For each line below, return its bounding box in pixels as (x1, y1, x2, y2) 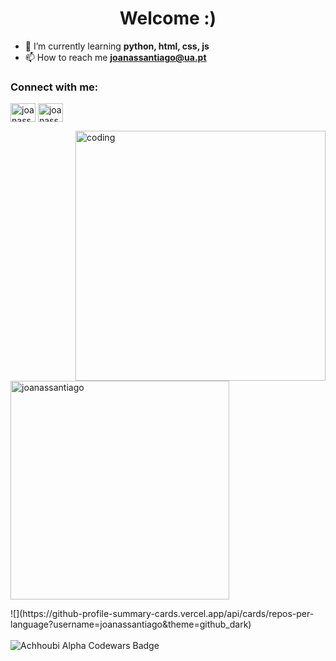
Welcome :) (119, 7, 217, 30)
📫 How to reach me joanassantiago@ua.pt (24, 51, 207, 63)
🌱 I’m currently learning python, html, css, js (24, 40, 210, 52)
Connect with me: (10, 80, 99, 94)
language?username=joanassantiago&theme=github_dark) (10, 618, 252, 631)
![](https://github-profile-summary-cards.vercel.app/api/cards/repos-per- (10, 608, 315, 620)
